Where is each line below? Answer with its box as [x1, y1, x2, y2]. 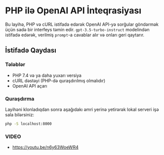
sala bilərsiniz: [5, 111, 35, 117]
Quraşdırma [5, 95, 35, 102]
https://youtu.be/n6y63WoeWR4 [12, 144, 79, 151]
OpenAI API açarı [12, 83, 47, 89]
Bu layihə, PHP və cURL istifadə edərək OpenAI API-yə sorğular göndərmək [5, 21, 159, 27]
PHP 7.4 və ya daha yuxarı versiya [12, 72, 82, 78]
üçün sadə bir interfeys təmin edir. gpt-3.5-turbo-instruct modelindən [5, 26, 150, 32]
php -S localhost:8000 [5, 121, 52, 126]
